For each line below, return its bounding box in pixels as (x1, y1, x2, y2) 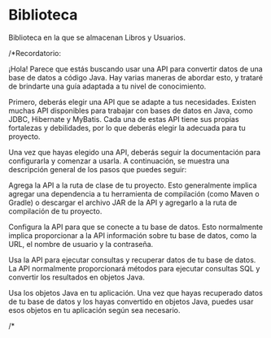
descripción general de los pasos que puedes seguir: (8, 164, 187, 174)
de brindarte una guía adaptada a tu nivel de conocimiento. (8, 81, 207, 91)
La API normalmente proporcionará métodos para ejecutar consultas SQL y (8, 263, 260, 273)
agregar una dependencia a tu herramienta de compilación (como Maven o (8, 188, 260, 198)
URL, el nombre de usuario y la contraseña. (8, 239, 154, 249)
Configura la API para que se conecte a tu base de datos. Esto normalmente (8, 222, 263, 232)
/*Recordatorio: (8, 48, 61, 58)
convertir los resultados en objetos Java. (8, 272, 145, 282)
